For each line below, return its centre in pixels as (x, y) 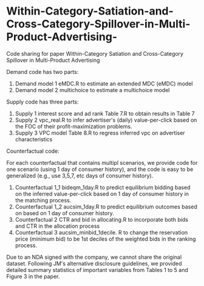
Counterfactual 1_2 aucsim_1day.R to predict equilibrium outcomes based (106, 207)
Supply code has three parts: (42, 102)
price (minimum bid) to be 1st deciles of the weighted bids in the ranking (105, 239)
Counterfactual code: (33, 151)
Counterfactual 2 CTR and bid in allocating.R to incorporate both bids (101, 219)
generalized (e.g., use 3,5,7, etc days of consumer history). (80, 175)
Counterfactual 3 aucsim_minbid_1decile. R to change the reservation (101, 232)
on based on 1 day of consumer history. (64, 213)
